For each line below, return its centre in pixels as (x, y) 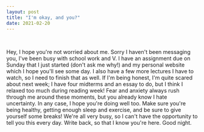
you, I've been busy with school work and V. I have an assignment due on (98, 59)
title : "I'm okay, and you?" (43, 18)
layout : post (23, 12)
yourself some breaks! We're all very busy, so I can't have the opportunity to (102, 116)
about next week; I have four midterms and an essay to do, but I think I (95, 84)
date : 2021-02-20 (28, 23)
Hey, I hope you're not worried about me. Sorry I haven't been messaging (98, 52)
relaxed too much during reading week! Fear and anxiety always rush (93, 91)
